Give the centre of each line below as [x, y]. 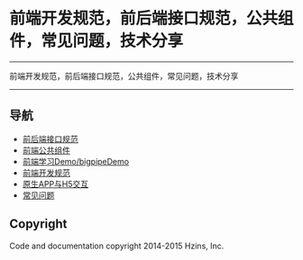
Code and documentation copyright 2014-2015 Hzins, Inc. [117, 246]
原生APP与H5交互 [55, 184]
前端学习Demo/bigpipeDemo [75, 161]
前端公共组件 [46, 150]
